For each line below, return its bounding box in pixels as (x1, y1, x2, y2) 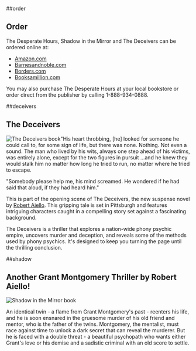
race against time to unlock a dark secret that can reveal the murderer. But (6, 327, 185, 334)
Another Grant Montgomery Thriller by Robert (6, 272, 177, 282)
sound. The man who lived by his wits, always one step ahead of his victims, (6, 148, 190, 155)
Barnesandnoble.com (14, 61, 67, 68)
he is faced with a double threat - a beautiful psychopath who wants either (6, 333, 186, 340)
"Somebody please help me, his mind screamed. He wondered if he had (6, 178, 180, 185)
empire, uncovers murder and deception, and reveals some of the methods (6, 231, 187, 238)
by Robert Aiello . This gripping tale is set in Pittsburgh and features (6, 202, 168, 209)
